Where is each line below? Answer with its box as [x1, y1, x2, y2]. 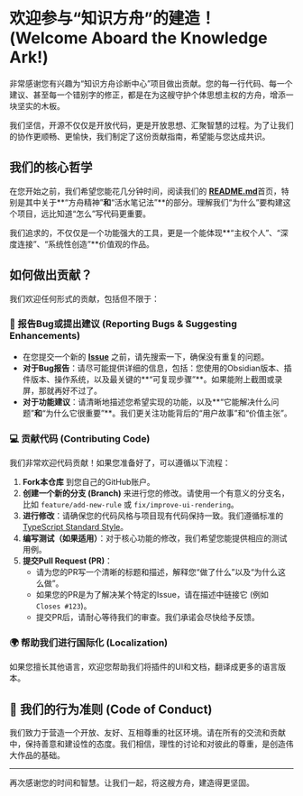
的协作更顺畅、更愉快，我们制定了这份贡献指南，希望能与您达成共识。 [9, 131, 271, 142]
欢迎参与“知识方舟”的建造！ [9, 8, 216, 29]
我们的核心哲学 [9, 160, 93, 176]
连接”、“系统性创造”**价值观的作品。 [16, 238, 155, 249]
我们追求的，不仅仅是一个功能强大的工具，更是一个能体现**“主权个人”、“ [9, 227, 281, 238]
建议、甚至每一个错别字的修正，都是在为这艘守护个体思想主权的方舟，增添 [9, 89, 286, 100]
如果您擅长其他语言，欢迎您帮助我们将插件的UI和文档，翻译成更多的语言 [9, 662, 279, 672]
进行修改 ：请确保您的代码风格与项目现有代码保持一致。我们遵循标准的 [22, 510, 284, 521]
